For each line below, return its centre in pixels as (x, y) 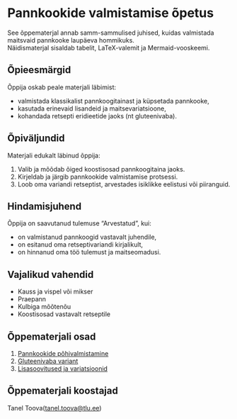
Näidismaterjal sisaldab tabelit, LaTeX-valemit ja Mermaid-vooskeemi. (109, 48)
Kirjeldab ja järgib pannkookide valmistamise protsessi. (98, 177)
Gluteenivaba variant (48, 361)
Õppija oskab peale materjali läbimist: (62, 87)
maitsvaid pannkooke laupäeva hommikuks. (71, 40)
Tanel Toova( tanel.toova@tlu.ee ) (54, 408)
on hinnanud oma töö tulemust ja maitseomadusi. (89, 252)
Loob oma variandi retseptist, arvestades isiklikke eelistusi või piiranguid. (124, 184)
